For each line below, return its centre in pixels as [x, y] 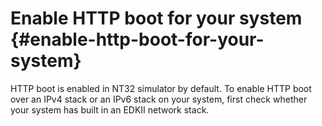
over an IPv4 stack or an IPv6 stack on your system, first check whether [159, 99]
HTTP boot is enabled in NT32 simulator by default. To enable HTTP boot [161, 88]
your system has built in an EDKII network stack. [110, 109]
